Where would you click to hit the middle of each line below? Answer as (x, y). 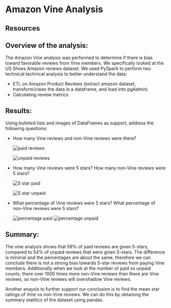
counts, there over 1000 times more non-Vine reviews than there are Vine (82, 274)
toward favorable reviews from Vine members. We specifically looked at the (84, 63)
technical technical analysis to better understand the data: (66, 74)
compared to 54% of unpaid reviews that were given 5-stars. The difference (85, 252)
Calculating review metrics (40, 95)
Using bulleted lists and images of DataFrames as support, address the (80, 123)
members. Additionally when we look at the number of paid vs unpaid (78, 268)
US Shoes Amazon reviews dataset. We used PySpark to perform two (78, 69)
